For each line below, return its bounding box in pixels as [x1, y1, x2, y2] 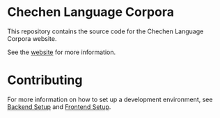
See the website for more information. [7, 48, 116, 56]
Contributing [7, 72, 83, 88]
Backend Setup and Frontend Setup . [7, 102, 111, 111]
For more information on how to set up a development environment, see [7, 95, 213, 103]
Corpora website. [7, 34, 57, 42]
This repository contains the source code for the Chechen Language [7, 27, 204, 35]
